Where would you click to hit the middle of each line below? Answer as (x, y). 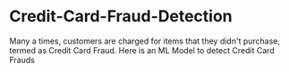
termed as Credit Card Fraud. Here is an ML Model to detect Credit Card (142, 50)
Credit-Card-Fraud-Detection (121, 16)
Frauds (22, 60)
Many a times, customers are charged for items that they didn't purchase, (144, 41)
